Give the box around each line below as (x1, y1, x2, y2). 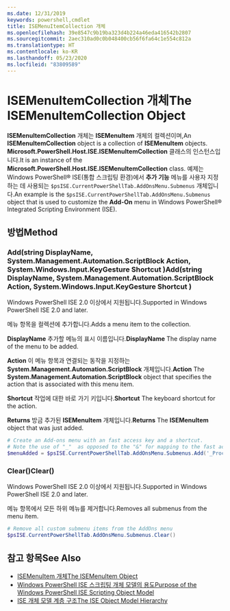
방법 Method (7, 226, 58, 238)
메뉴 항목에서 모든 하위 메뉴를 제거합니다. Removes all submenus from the (7, 505, 207, 513)
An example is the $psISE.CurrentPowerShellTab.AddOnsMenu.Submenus (14, 190, 211, 198)
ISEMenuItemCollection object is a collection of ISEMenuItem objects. (7, 139, 207, 147)
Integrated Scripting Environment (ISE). (7, 205, 118, 213)
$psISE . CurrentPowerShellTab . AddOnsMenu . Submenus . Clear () (7, 532, 176, 539)
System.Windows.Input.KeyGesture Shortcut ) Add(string (7, 265, 203, 274)
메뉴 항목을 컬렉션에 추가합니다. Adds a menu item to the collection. (7, 320, 191, 328)
